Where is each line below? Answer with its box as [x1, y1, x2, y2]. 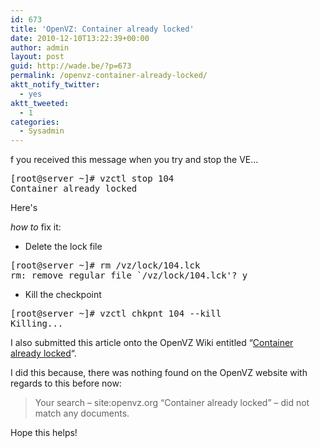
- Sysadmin [19, 126, 65, 136]
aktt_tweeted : [10, 98, 70, 108]
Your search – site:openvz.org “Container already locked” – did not [34, 397, 310, 409]
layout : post [10, 52, 65, 62]
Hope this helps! [10, 427, 78, 439]
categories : [10, 117, 60, 127]
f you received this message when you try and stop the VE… [10, 154, 259, 166]
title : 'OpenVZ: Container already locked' [10, 24, 195, 34]
